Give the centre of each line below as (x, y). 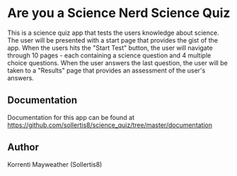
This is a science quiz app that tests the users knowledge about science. (113, 33)
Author (23, 147)
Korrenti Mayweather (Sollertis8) (55, 164)
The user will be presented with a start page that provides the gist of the (112, 40)
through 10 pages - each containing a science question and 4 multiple (109, 55)
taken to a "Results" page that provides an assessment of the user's (106, 70)
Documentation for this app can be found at (71, 117)
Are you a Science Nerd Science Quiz (119, 13)
